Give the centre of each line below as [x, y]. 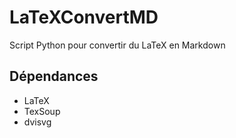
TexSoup [42, 111]
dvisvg [37, 122]
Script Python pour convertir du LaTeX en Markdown [117, 45]
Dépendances [54, 76]
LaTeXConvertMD [84, 17]
